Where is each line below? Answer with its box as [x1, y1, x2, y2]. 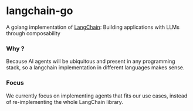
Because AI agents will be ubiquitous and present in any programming [6, 58, 175, 65]
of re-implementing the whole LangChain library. [6, 98, 123, 105]
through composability [6, 29, 60, 36]
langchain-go [6, 4, 73, 18]
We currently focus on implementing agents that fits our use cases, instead [6, 92, 188, 99]
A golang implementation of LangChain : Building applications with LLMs [6, 23, 180, 31]
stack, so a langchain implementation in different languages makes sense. [6, 64, 185, 71]
